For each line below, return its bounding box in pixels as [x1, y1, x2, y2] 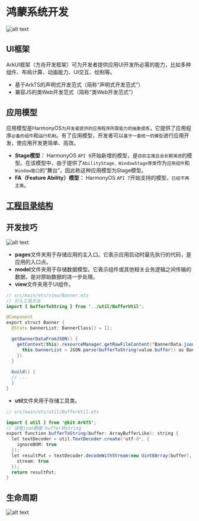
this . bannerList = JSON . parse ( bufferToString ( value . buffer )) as [21, 347, 184, 353]
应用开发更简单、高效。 [21, 139, 79, 146]
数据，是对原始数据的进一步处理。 [14, 273, 98, 280]
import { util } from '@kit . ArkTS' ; [6, 420, 97, 425]
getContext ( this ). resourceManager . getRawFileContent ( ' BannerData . [17, 341, 184, 347]
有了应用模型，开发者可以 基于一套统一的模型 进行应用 [61, 132, 185, 139]
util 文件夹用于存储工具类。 [14, 397, 81, 404]
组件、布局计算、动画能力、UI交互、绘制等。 [6, 68, 115, 75]
